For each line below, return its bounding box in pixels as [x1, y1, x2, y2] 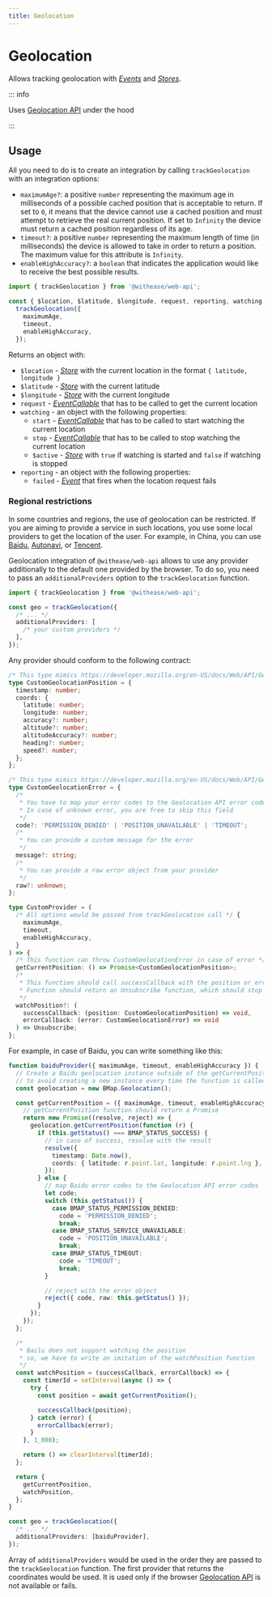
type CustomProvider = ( [8, 903, 92, 911]
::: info [8, 89, 30, 99]
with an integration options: [8, 174, 100, 184]
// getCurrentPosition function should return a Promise [23, 1106, 219, 1115]
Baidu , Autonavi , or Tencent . [8, 540, 104, 550]
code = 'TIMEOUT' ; [59, 1256, 121, 1265]
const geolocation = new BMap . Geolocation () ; [15, 1084, 172, 1093]
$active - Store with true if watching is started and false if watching [32, 450, 261, 460]
